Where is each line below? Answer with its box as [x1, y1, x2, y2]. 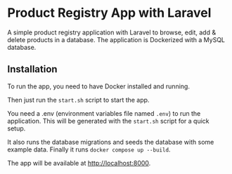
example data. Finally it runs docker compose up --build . [7, 145, 171, 154]
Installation [7, 63, 58, 75]
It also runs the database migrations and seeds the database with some [7, 138, 214, 146]
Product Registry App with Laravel [7, 5, 212, 21]
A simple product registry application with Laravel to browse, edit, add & [7, 28, 217, 36]
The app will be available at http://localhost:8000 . [7, 159, 151, 167]
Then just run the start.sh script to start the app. [7, 95, 150, 104]
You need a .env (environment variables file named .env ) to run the [7, 109, 201, 117]
